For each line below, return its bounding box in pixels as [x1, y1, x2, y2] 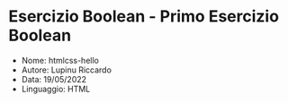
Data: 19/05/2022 [21, 73, 87, 84]
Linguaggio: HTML [21, 83, 91, 94]
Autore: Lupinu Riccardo [21, 64, 112, 75]
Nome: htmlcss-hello [21, 55, 100, 65]
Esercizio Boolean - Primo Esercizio [8, 6, 280, 27]
